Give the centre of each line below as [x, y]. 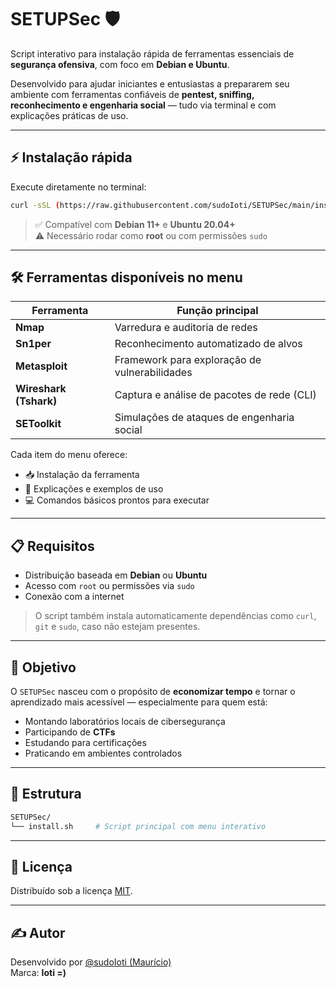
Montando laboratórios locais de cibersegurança [125, 722]
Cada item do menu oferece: [69, 455]
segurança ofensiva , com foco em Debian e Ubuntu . [120, 64]
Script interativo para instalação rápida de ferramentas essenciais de [152, 53]
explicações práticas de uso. [69, 115]
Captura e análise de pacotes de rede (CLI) [215, 395]
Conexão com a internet [74, 597]
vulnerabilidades [153, 373]
